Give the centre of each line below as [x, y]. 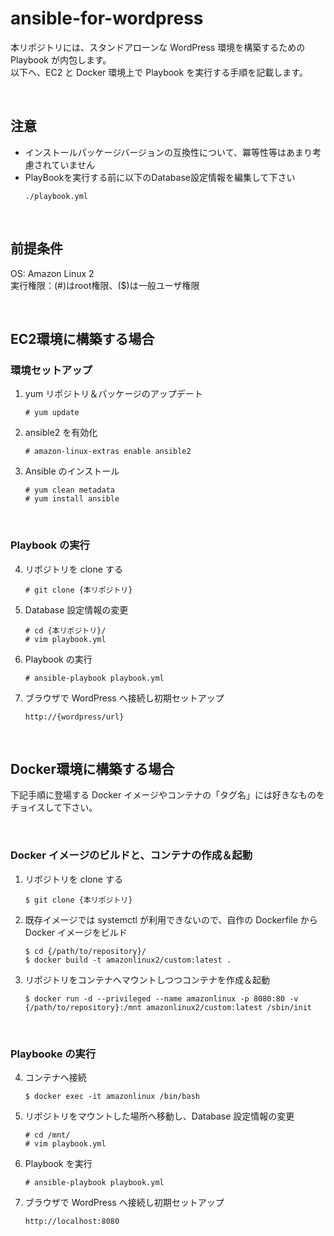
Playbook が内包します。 [61, 59]
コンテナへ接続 [55, 1077]
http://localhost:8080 [72, 1221]
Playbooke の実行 [53, 1054]
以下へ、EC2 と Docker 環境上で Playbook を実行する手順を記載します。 [159, 72]
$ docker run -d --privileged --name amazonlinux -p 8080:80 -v [161, 998]
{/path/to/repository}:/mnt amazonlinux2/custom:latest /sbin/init [168, 1007]
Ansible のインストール [72, 471]
